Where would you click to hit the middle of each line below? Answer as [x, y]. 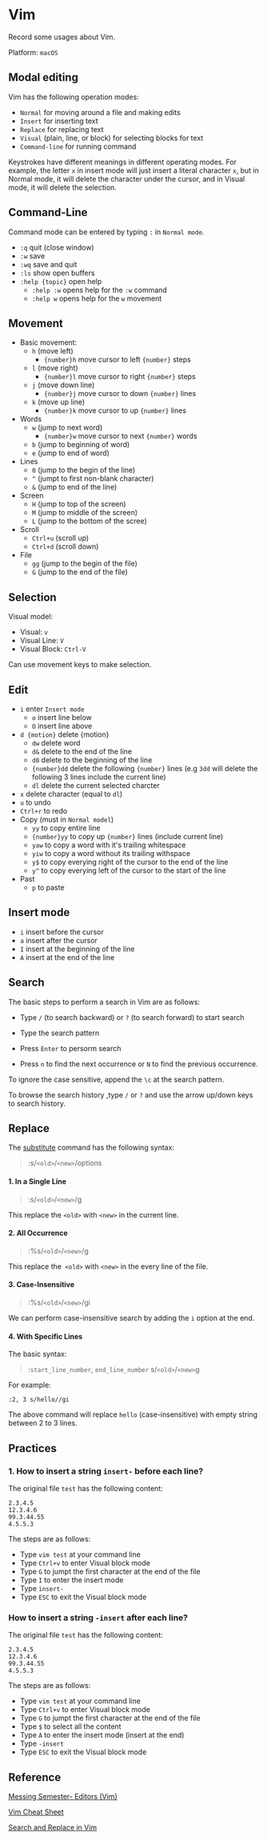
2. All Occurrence [38, 1233]
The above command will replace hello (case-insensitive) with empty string [133, 1414]
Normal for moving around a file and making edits [100, 112]
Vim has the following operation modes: [74, 97]
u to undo [36, 802]
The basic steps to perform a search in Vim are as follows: [104, 1002]
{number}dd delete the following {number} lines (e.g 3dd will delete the [145, 768]
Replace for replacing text [62, 129]
